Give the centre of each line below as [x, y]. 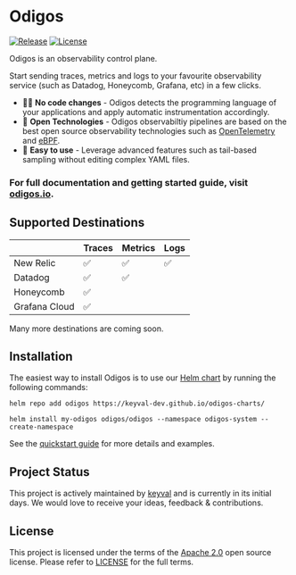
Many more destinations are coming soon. [86, 329]
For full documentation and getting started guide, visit [128, 182]
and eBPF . [41, 140]
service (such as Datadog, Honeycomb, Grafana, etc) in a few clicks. [135, 85]
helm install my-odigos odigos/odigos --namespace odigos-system [133, 420]
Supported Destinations [77, 223]
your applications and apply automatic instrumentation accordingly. [146, 112]
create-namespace [41, 427]
